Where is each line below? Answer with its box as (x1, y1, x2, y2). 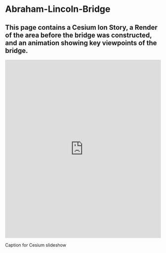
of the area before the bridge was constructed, (5, 31, 152, 39)
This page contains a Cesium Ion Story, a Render (5, 23, 158, 32)
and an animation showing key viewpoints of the (5, 39, 157, 47)
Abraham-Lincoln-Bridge (5, 3, 111, 15)
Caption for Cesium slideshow (5, 242, 67, 248)
